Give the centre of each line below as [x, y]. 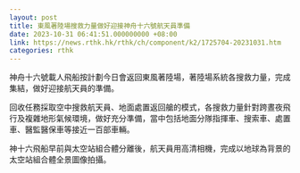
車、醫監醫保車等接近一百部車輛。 [72, 129]
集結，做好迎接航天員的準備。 [64, 88]
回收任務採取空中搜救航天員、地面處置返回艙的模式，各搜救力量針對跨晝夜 [146, 107]
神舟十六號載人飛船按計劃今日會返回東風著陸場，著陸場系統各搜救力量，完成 [150, 78]
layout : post [33, 17]
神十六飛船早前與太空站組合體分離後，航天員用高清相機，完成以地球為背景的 [150, 149]
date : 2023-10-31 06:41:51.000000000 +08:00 [93, 34]
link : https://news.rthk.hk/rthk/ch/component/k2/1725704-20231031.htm [145, 42]
